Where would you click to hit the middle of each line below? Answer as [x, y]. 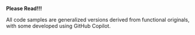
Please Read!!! [24, 8]
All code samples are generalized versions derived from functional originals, [98, 20]
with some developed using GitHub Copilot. [59, 26]
